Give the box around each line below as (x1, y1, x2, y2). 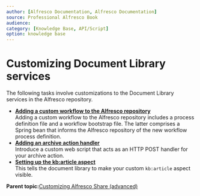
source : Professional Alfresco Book (6, 14, 98, 20)
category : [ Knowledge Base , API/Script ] (6, 25, 109, 32)
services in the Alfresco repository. (6, 96, 93, 103)
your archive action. (14, 152, 65, 159)
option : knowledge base (6, 31, 66, 37)
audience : (6, 20, 31, 26)
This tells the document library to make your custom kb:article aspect (14, 165, 191, 172)
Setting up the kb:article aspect (14, 158, 96, 165)
